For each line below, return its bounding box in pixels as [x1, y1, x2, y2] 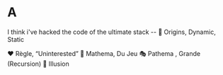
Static [7, 35, 25, 43]
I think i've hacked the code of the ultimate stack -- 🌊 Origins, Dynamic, [7, 28, 216, 36]
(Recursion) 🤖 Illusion [7, 59, 69, 68]
